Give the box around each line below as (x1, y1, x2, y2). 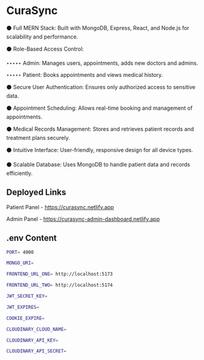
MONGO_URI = (6, 260, 34, 266)
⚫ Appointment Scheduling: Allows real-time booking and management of (6, 104, 193, 112)
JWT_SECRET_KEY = (6, 293, 47, 300)
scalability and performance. (6, 33, 79, 40)
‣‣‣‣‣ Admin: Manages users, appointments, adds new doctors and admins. (6, 59, 199, 67)
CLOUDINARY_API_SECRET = (6, 348, 67, 355)
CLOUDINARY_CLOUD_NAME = (6, 326, 67, 333)
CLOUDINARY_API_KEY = (6, 337, 59, 344)
